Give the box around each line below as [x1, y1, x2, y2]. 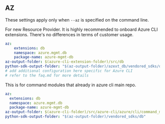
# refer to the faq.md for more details [5, 73, 89, 78]
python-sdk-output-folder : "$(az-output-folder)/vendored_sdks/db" [5, 114, 146, 119]
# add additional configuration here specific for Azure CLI [5, 69, 133, 74]
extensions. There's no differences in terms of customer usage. [5, 31, 134, 37]
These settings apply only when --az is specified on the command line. [5, 17, 149, 23]
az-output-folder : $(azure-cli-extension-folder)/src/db [5, 59, 124, 64]
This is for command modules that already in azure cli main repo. [5, 82, 137, 88]
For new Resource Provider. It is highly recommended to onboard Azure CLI [5, 26, 158, 32]
